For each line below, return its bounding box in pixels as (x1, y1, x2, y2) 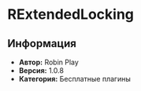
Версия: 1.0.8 (18, 66, 65, 75)
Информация (7, 37, 76, 50)
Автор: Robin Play (18, 57, 80, 67)
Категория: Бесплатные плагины (18, 75, 131, 83)
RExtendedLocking (7, 5, 135, 24)
